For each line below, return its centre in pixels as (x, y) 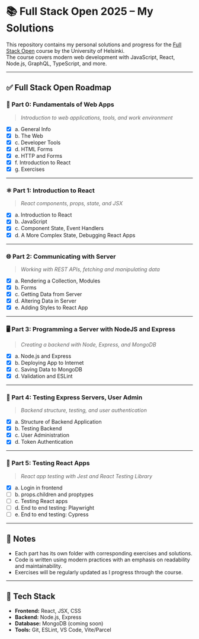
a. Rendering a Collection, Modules (57, 281)
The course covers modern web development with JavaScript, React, (91, 57)
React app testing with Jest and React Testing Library (86, 476)
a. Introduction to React (43, 215)
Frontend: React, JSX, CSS (48, 611)
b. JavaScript (31, 222)
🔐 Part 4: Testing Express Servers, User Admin (74, 397)
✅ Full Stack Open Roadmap (59, 88)
